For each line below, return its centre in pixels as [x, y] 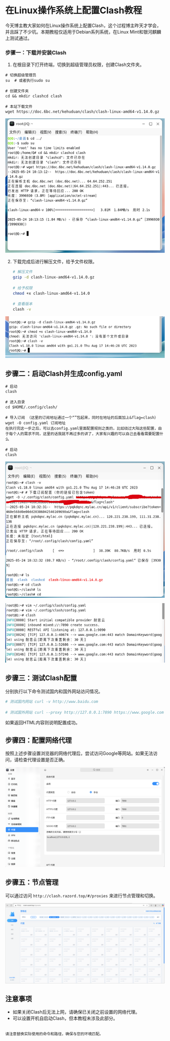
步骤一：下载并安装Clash [36, 52]
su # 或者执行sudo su [28, 81]
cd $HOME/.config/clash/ [31, 407]
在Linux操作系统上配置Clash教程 [74, 10]
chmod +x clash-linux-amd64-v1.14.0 [51, 293]
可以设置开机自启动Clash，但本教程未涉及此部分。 [65, 1018]
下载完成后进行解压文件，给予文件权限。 [55, 262]
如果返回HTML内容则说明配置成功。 [43, 723]
